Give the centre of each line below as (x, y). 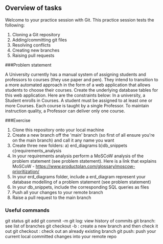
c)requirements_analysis (37, 150)
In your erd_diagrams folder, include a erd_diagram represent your (79, 176)
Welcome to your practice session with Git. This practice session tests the (80, 20)
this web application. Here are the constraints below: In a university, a (75, 95)
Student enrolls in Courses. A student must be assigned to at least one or (79, 100)
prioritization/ (26, 171)
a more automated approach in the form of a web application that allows (78, 85)
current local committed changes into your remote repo (61, 237)
